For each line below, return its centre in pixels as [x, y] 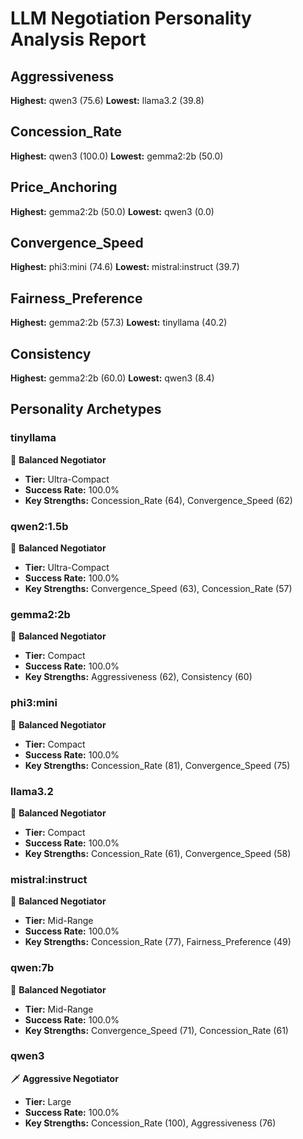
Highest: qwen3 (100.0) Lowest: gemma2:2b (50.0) [117, 156]
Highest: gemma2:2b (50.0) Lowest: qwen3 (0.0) [112, 211]
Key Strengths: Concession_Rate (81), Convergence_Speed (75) [157, 765]
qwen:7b [32, 968]
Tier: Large [48, 1101]
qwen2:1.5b [39, 526]
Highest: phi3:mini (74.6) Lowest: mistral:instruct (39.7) [125, 267]
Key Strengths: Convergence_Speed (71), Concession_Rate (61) [156, 1030]
